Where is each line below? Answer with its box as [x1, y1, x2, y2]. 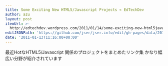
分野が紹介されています [13, 55, 62, 61]
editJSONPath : [5, 30, 35, 35]
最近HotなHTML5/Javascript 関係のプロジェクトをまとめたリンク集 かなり [5, 49, 158, 55]
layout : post [5, 16, 32, 21]
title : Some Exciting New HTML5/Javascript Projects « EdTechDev [5, 7, 144, 12]
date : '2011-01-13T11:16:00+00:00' [5, 35, 79, 40]
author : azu [5, 12, 30, 17]
